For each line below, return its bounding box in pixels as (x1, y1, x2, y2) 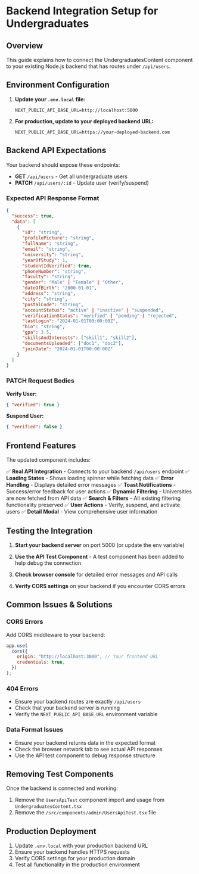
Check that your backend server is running (14, 704, 120, 711)
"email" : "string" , (21, 246, 70, 253)
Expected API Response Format (6, 194, 99, 202)
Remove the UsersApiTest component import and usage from (14, 797, 165, 804)
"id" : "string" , (21, 229, 63, 236)
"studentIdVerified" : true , (21, 263, 92, 269)
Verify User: (6, 390, 37, 397)
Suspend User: (6, 412, 44, 419)
